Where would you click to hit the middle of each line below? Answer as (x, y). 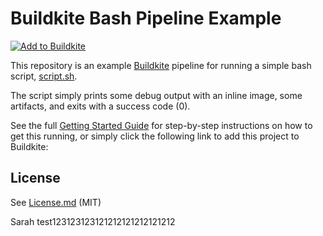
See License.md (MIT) (56, 202)
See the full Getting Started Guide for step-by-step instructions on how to (161, 125)
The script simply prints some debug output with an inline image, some (156, 95)
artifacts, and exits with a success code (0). (100, 106)
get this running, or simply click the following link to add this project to (155, 136)
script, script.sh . (44, 76)
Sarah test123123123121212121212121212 (93, 221)
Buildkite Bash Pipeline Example (146, 18)
